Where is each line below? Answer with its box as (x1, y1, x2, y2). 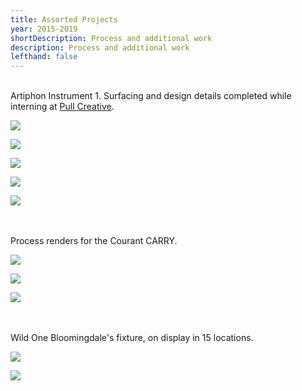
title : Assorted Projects (10, 14, 118, 25)
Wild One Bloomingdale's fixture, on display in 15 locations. (10, 332, 254, 344)
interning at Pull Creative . (10, 101, 115, 113)
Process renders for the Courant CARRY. (10, 235, 178, 247)
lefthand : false (10, 52, 78, 62)
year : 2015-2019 (10, 24, 78, 34)
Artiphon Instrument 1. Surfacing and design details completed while (10, 90, 292, 102)
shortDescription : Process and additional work (10, 33, 213, 43)
